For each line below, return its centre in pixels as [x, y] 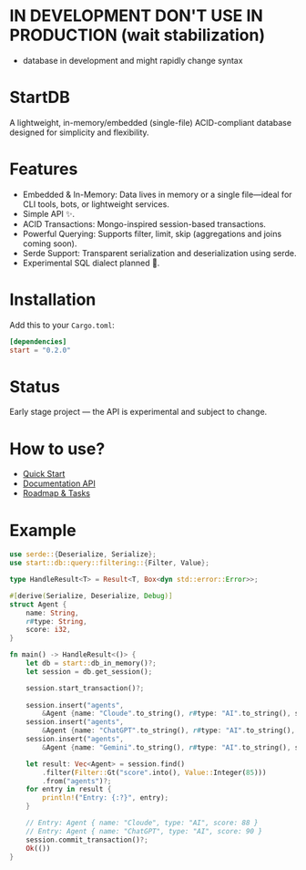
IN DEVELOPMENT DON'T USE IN [137, 16]
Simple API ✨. [49, 213]
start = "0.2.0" [40, 350]
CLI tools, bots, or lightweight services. [96, 204]
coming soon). [50, 243]
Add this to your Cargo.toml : [62, 325]
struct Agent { [38, 604]
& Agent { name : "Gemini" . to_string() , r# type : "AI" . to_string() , [167, 747]
